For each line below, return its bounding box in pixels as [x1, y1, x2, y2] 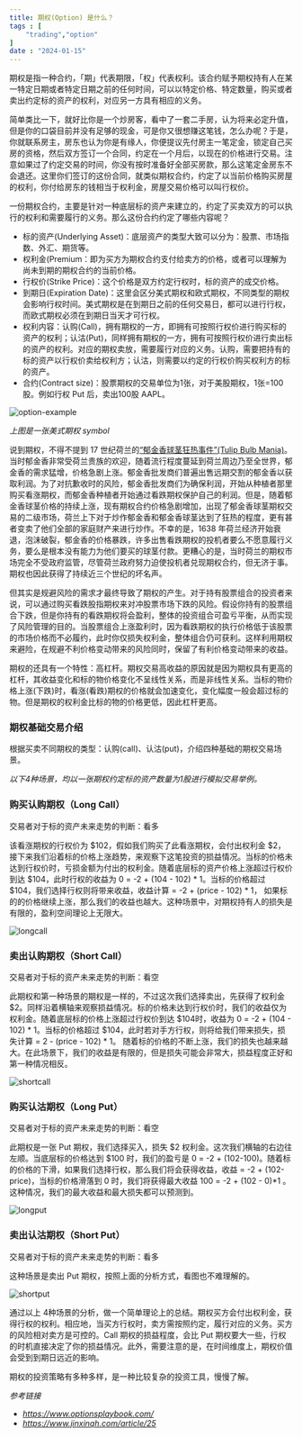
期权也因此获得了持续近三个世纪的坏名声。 [9, 568, 167, 579]
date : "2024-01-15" [9, 47, 87, 56]
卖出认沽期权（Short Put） [9, 1229, 126, 1242]
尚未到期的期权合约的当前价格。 [22, 265, 141, 276]
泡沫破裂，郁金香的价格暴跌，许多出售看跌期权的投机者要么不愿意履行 [24, 535, 285, 546]
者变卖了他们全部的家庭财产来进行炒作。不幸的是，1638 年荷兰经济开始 [9, 523, 274, 534]
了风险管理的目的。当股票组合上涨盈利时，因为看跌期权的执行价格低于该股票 [9, 621, 293, 632]
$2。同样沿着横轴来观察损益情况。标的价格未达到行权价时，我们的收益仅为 [9, 1002, 288, 1013]
